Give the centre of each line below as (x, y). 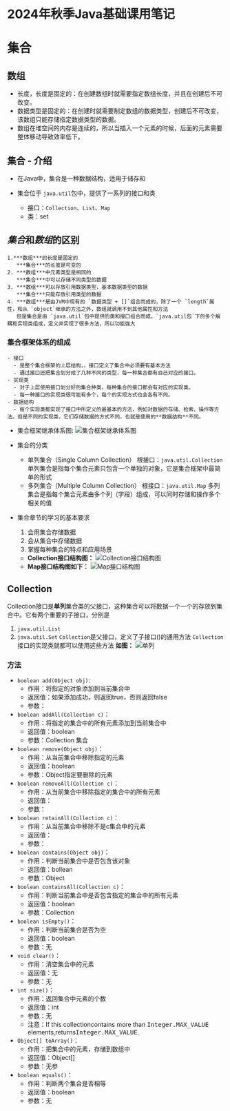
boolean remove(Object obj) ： (60, 749)
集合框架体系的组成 (39, 342)
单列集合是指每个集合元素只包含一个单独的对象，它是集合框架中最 (121, 469)
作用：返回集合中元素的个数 (67, 999)
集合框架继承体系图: (45, 431)
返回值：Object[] (51, 1058)
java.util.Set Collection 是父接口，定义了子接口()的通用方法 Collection (120, 636)
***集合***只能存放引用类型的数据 (59, 294)
